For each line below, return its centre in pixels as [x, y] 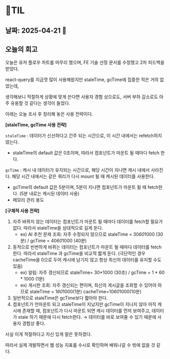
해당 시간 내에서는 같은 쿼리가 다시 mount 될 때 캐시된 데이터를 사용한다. [83, 176]
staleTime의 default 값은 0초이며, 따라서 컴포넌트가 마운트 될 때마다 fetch [86, 153]
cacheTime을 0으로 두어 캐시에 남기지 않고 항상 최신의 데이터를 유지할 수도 [87, 260]
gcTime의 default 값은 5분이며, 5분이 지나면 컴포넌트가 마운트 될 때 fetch [86, 187]
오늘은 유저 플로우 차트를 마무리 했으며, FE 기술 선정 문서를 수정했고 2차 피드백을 [85, 63]
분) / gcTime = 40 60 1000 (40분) [54, 241]
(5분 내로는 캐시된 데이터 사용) [49, 194]
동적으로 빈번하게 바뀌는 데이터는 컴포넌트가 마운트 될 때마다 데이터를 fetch [87, 247]
